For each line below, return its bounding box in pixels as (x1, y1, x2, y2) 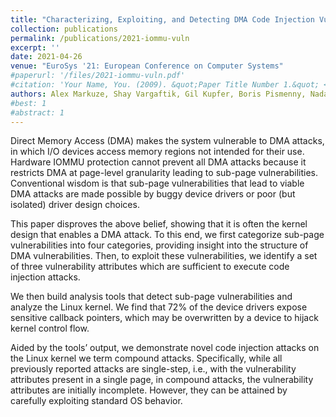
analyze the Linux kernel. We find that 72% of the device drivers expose (10, 301, 308, 313)
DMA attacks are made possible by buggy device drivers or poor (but (10, 188, 296, 200)
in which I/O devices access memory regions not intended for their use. (10, 146, 305, 158)
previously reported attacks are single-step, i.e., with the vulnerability (10, 363, 297, 375)
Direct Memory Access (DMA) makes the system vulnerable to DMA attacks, (10, 135, 325, 147)
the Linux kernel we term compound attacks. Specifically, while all (10, 352, 283, 365)
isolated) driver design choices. (10, 199, 140, 211)
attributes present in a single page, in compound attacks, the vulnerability (10, 374, 314, 386)
